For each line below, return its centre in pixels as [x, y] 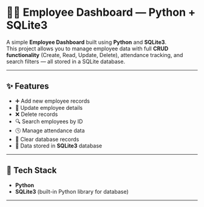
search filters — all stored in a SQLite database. [66, 61]
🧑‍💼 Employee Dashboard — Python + [101, 12]
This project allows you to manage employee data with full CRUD [87, 49]
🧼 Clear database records [47, 139]
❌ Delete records [36, 114]
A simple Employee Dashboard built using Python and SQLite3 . [87, 42]
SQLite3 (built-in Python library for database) [72, 191]
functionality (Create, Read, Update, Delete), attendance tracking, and [95, 55]
